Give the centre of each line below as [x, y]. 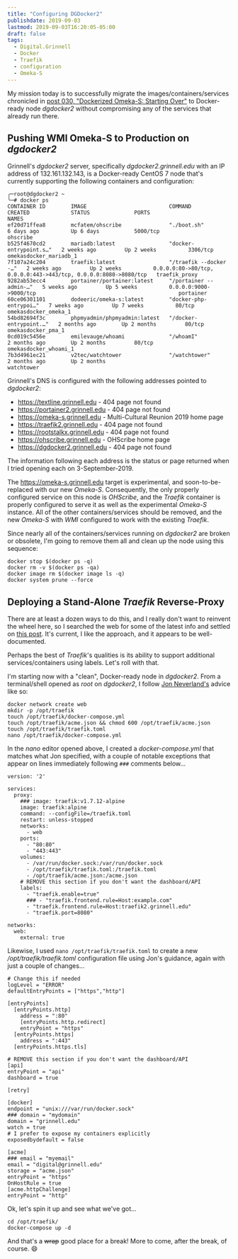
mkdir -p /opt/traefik [41, 711]
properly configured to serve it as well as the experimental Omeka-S [107, 505]
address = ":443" [46, 1041]
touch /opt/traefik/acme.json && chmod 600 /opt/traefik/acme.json [109, 723]
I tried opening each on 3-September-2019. [70, 469]
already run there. [33, 116]
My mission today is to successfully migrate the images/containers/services [118, 93]
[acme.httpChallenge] [39, 1190]
